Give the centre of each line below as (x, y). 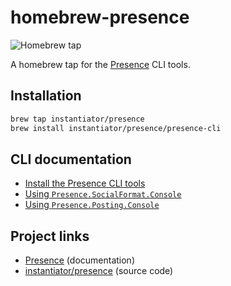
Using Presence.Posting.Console (92, 205)
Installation (46, 96)
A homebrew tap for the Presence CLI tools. (100, 64)
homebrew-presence (100, 17)
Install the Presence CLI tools (85, 183)
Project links (50, 236)
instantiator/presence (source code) (99, 271)
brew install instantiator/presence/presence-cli (116, 128)
